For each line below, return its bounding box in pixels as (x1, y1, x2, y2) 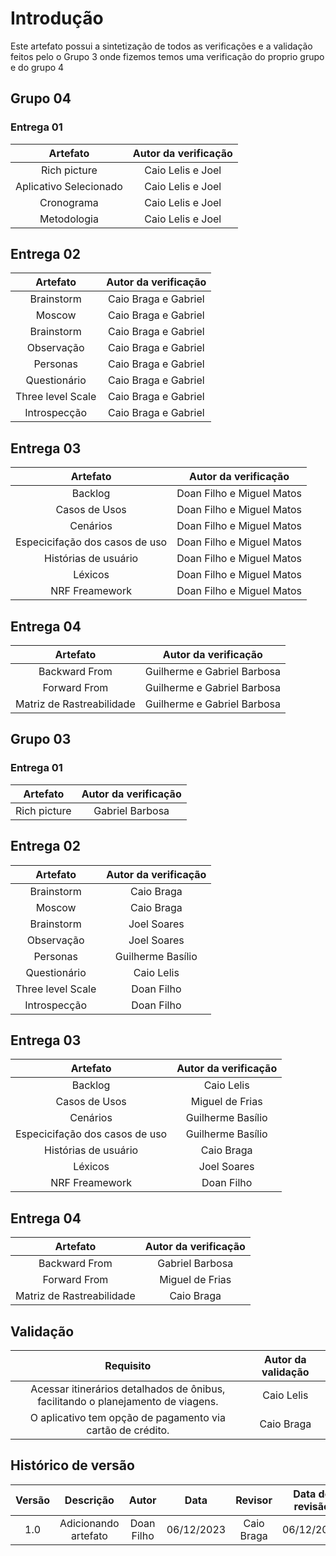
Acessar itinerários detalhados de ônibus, (30, 1382, 226, 1396)
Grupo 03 (10, 731, 72, 748)
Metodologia (39, 212, 99, 226)
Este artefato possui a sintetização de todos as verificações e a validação (10, 40, 313, 52)
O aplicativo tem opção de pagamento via (29, 1411, 226, 1424)
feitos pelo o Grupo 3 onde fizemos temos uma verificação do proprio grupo (10, 50, 325, 62)
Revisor (235, 1493, 273, 1507)
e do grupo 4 (10, 61, 65, 73)
